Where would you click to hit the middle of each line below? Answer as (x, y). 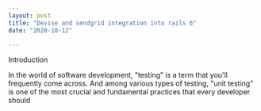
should (19, 101)
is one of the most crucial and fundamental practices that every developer (129, 92)
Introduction (28, 59)
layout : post (30, 15)
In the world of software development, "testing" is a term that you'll (118, 75)
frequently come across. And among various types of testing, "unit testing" (131, 83)
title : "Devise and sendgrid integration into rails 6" (102, 23)
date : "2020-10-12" (40, 30)
